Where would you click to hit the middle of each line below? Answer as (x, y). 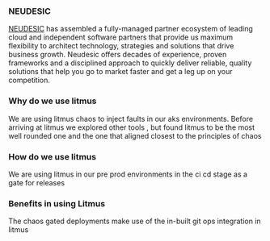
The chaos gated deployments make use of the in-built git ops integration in (135, 221)
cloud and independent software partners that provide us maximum (121, 37)
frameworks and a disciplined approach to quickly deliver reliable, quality (130, 63)
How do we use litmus (53, 156)
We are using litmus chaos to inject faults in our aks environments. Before (131, 118)
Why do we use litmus (53, 101)
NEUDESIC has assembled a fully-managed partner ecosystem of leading (131, 29)
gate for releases (37, 182)
